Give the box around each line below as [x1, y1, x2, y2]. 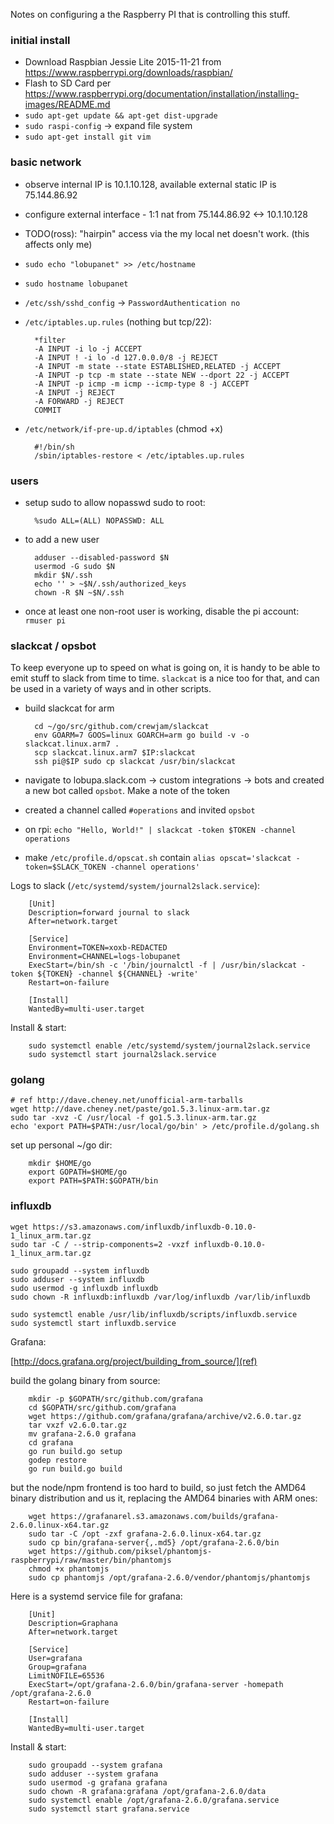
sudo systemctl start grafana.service [28, 1804, 190, 1814]
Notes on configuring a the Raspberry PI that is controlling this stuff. [10, 9, 291, 20]
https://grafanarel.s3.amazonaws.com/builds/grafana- [50, 1511, 280, 1521]
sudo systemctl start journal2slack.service [28, 1050, 217, 1060]
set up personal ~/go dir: [10, 1139, 113, 1151]
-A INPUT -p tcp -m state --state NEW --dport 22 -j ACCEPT [34, 370, 290, 380]
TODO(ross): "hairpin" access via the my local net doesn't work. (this [24, 227, 310, 239]
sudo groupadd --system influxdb [10, 1265, 150, 1276]
